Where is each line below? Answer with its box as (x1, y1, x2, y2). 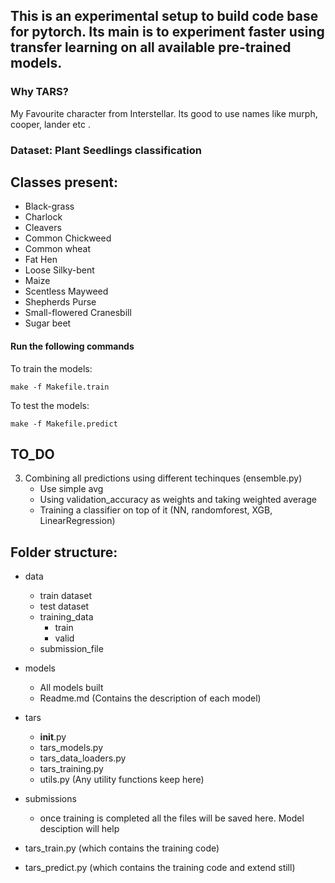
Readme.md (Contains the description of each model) (39, 692, 262, 704)
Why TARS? (10, 85, 69, 99)
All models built (39, 682, 104, 694)
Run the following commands (10, 340, 135, 353)
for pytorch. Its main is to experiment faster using (10, 24, 325, 41)
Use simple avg (39, 483, 104, 495)
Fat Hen (24, 254, 58, 266)
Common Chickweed (24, 232, 112, 244)
